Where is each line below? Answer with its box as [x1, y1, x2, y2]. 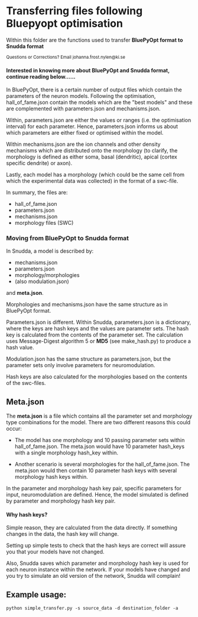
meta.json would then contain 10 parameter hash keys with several [14, 467, 177, 474]
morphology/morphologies [14, 272, 80, 279]
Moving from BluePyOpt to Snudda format [6, 234, 129, 243]
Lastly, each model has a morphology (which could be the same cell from [6, 171, 185, 179]
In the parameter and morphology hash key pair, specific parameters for [6, 485, 182, 492]
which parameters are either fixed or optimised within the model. [6, 129, 164, 136]
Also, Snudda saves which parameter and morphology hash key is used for [6, 559, 189, 567]
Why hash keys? [6, 511, 48, 518]
